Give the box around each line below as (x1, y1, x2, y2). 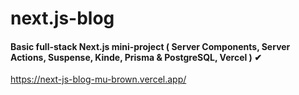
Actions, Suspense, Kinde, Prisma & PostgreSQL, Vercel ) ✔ (10, 51, 262, 63)
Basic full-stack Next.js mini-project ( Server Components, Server (10, 40, 291, 52)
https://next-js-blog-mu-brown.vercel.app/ (10, 73, 187, 86)
